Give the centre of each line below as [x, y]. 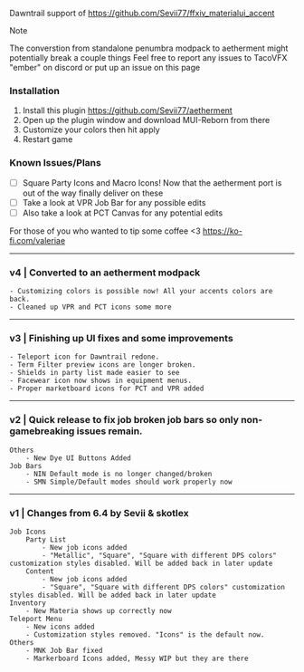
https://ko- [222, 231]
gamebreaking [42, 431]
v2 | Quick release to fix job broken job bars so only [124, 420]
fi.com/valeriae [38, 240]
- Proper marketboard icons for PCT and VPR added [107, 389]
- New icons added [60, 627]
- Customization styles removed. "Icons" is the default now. [145, 634]
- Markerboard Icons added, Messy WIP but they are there [137, 658]
